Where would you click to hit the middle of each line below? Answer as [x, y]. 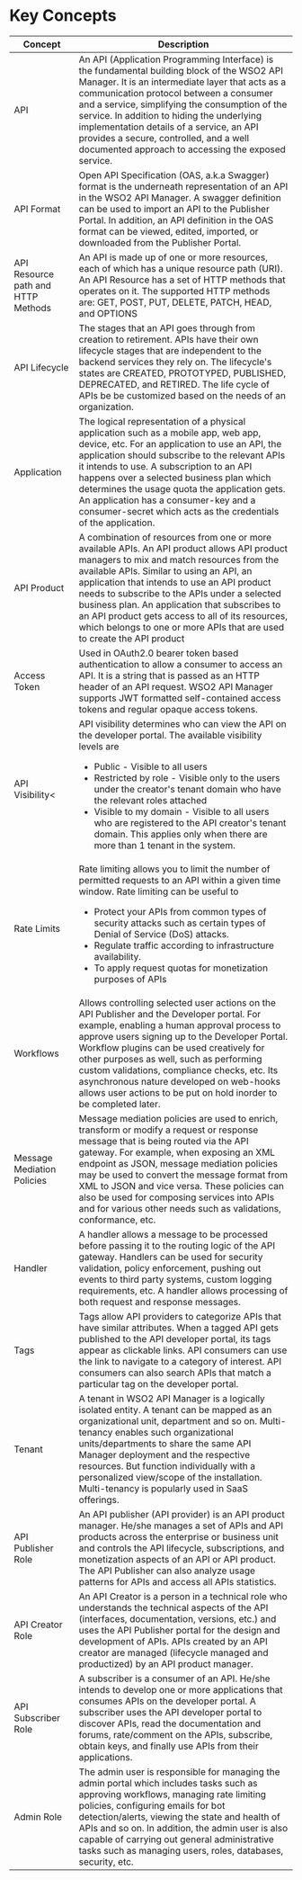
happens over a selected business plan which [175, 478]
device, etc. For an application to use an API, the [180, 443]
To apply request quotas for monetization [181, 968]
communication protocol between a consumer [176, 93]
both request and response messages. [160, 1302]
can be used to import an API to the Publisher [174, 209]
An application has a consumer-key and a [167, 500]
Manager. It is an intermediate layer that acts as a [182, 82]
